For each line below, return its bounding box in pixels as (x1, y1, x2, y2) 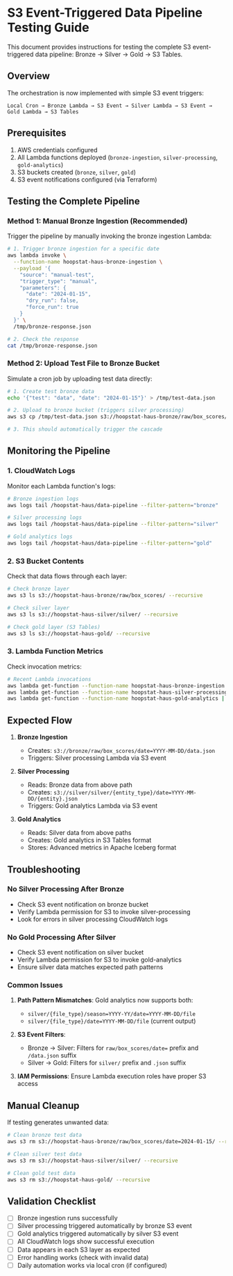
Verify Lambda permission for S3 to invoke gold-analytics (17, 955, 182, 964)
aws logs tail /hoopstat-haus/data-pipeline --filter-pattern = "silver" (7, 520, 218, 528)
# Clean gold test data (7, 1170, 76, 1177)
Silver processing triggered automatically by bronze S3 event (17, 1222, 192, 1230)
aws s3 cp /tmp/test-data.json (7, 413, 98, 420)
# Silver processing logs (7, 514, 82, 521)
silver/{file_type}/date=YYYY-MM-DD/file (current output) (27, 1017, 196, 1026)
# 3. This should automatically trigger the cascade (7, 426, 163, 433)
